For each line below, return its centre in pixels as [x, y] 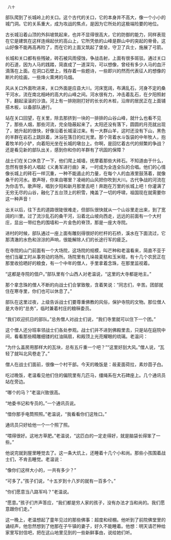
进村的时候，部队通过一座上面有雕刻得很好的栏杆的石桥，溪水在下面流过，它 [85, 233]
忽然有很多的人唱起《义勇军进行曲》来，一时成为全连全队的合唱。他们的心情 [85, 167]
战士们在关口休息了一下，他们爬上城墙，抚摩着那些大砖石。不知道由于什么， [85, 160]
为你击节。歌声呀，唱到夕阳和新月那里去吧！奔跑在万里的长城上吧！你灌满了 [85, 186]
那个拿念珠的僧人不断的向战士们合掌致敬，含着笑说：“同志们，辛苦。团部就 [84, 285]
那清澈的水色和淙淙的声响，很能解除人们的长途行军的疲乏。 [68, 239]
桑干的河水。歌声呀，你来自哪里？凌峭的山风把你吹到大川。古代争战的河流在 [85, 180]
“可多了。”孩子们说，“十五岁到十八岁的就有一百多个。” [61, 481]
